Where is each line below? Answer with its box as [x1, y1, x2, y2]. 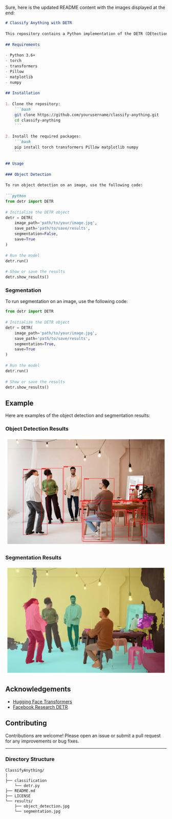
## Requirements [5, 42, 40, 47]
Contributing [5, 719, 47, 728]
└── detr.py [14, 783, 40, 788]
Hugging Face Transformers [12, 698, 73, 705]
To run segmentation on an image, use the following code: [5, 298, 128, 305]
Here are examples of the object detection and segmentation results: [5, 412, 150, 418]
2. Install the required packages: [5, 134, 81, 139]
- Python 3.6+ [5, 53, 36, 58]
